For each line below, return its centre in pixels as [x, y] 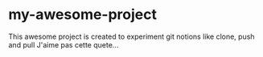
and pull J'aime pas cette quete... [64, 44]
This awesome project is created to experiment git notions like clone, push [131, 36]
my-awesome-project [82, 15]
